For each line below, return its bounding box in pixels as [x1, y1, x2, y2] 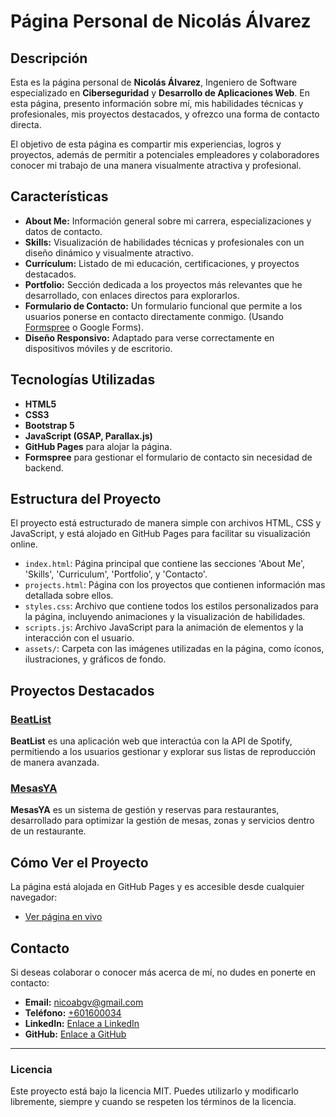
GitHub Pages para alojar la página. [24, 440, 173, 452]
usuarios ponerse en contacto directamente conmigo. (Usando [24, 310, 284, 322]
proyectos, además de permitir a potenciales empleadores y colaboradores [10, 149, 320, 160]
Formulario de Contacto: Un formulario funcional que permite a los [24, 300, 303, 312]
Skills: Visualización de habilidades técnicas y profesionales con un [24, 236, 305, 248]
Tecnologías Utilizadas [10, 371, 156, 389]
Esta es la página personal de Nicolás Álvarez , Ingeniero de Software [10, 76, 298, 88]
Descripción [10, 50, 88, 67]
